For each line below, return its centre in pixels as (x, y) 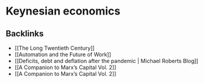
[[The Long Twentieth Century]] (55, 48)
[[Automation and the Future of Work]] (63, 55)
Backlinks (25, 34)
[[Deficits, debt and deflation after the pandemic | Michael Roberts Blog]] (106, 61)
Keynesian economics (63, 11)
